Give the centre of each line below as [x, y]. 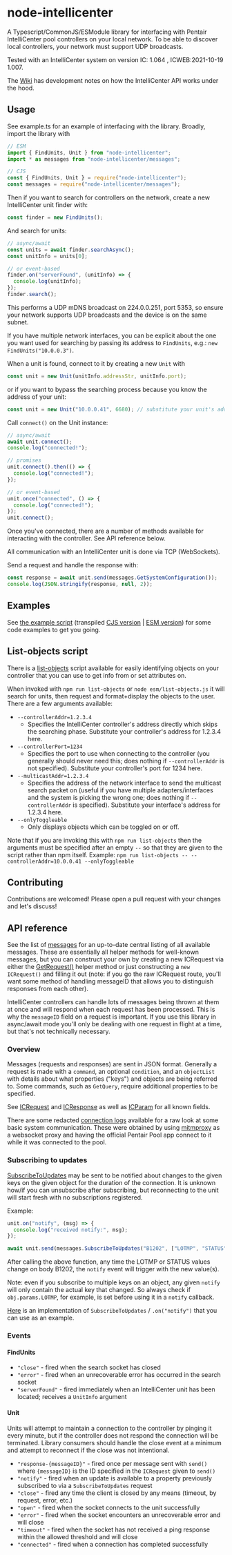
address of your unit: [37, 397]
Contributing [35, 882]
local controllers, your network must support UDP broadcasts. [95, 46]
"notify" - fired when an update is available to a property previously [115, 1478]
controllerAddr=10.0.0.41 [44, 861]
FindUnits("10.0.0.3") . [41, 350]
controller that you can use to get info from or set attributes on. [97, 675]
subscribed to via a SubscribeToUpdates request [85, 1485]
